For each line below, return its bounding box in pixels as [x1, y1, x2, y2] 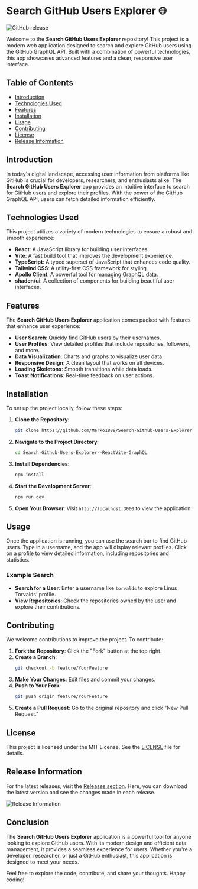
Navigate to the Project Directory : [14, 438, 99, 445]
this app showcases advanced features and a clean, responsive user [6, 54, 173, 61]
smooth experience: [6, 235, 55, 242]
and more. [14, 347, 40, 354]
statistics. [6, 556, 30, 563]
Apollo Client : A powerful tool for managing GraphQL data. [14, 271, 158, 278]
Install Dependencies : [14, 460, 70, 468]
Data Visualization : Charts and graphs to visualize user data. [14, 353, 164, 360]
